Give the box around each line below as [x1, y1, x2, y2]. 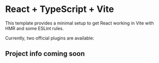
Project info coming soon [5, 49, 85, 58]
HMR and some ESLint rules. [5, 25, 64, 31]
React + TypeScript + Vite [5, 3, 114, 15]
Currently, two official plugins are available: [5, 35, 94, 41]
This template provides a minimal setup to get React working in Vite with [5, 20, 154, 26]
